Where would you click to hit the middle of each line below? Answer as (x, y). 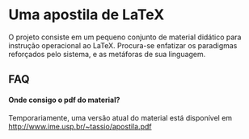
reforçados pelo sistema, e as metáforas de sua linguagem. (107, 54)
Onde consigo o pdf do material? (64, 100)
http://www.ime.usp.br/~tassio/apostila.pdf (80, 126)
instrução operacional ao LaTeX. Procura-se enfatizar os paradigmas (123, 45)
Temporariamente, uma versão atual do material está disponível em (120, 117)
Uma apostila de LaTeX (87, 15)
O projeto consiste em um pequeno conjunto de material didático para (125, 37)
